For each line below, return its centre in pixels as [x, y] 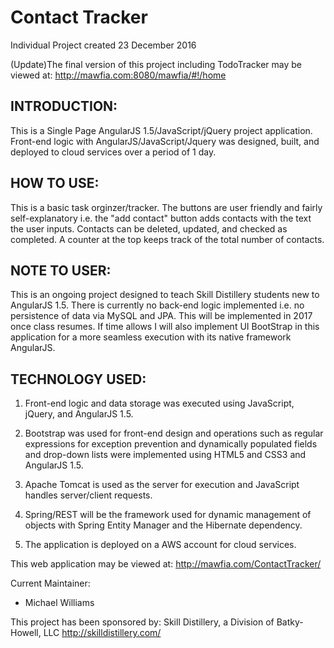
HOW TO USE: [55, 183]
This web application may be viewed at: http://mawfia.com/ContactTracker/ [166, 564]
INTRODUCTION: [64, 106]
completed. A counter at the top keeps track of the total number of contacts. [167, 239]
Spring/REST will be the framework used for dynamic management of [168, 515]
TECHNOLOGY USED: [78, 379]
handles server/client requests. [88, 495]
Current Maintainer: [50, 583]
